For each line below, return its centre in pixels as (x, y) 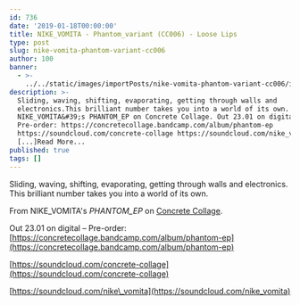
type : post (29, 42)
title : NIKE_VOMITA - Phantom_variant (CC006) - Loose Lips (124, 34)
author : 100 (31, 59)
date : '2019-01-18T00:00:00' (63, 26)
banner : (24, 68)
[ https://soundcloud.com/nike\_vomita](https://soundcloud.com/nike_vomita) (150, 291)
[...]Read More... (52, 142)
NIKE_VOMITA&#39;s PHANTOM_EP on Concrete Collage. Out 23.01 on (142, 117)
